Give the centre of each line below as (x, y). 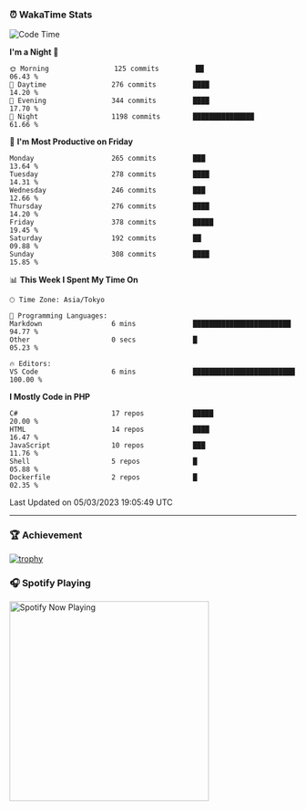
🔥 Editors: (31, 364)
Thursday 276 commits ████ (109, 206)
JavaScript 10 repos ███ (107, 446)
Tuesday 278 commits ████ (109, 174)
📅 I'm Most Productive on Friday (71, 142)
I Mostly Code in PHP (50, 397)
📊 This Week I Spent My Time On (74, 280)
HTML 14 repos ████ (109, 430)
